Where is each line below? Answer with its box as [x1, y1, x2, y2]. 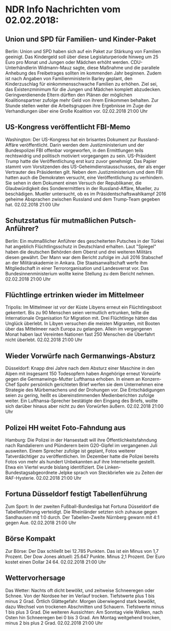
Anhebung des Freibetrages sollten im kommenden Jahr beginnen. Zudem [5, 70, 162, 76]
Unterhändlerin [5, 65, 37, 71]
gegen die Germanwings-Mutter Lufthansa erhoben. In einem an [5, 376, 141, 382]
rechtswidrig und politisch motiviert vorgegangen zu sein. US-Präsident [5, 152, 156, 159]
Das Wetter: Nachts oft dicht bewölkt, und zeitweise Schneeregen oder [5, 587, 155, 593]
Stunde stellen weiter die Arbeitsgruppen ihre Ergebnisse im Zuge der [5, 103, 152, 108]
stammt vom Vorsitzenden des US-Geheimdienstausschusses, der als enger [5, 163, 166, 170]
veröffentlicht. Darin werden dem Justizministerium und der [19, 142, 144, 148]
